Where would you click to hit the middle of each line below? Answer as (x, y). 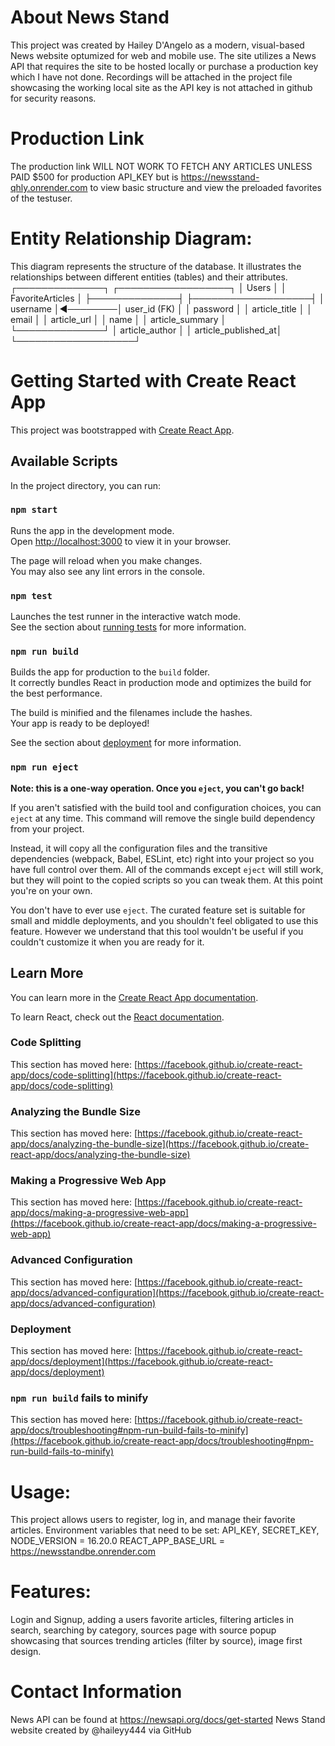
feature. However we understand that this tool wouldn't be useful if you (157, 931)
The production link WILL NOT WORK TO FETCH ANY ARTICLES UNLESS (161, 166)
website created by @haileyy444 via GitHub (101, 1730)
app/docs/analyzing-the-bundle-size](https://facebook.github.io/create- (160, 1144)
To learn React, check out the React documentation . (117, 1017)
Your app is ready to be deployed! (80, 723)
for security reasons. (53, 98)
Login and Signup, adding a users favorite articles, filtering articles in (152, 1620)
